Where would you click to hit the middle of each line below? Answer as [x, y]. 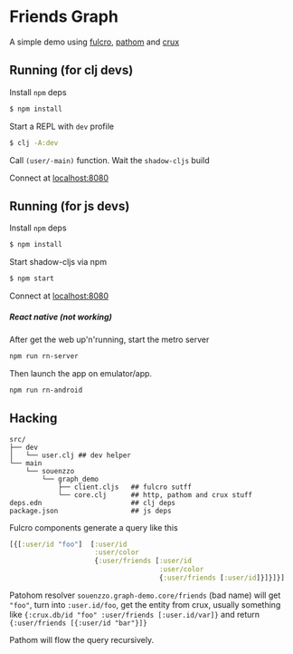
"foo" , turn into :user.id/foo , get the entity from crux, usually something [145, 604]
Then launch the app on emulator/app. [80, 373]
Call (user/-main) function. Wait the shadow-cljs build [109, 160]
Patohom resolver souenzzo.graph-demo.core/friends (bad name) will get [145, 595]
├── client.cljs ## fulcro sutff [125, 487]
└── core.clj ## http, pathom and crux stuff [155, 495]
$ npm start [32, 278]
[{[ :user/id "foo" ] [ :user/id [68, 544]
